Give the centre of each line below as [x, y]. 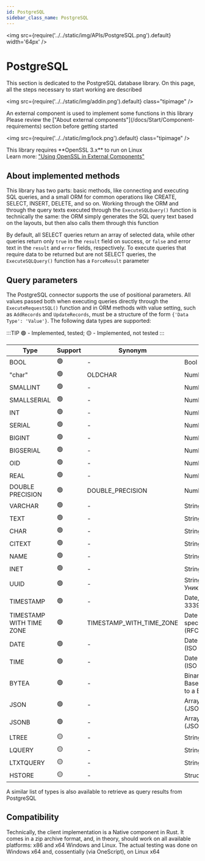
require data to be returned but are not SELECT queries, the [81, 254]
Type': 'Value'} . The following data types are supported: [79, 321]
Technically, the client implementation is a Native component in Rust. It [95, 832]
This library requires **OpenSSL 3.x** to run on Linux [74, 150]
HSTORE [22, 775]
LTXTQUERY [27, 763]
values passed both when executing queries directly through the [87, 301]
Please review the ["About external [50, 120]
